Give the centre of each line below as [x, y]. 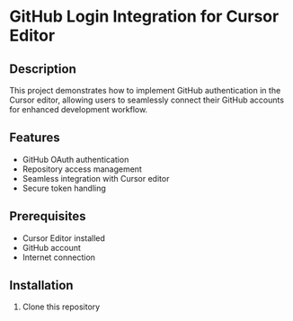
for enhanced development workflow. [79, 109]
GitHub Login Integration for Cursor [144, 17]
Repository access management [82, 169]
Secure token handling [64, 188]
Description [43, 69]
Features [35, 138]
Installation [41, 285]
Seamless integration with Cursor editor [96, 178]
